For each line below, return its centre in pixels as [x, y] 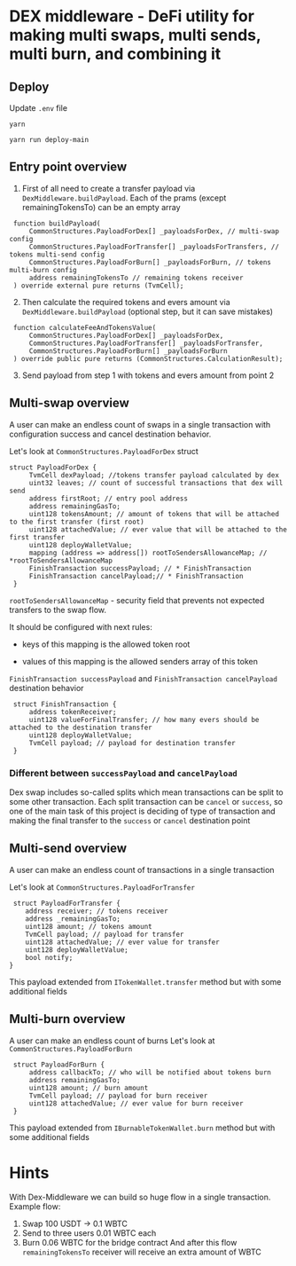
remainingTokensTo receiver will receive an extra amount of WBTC [141, 1252]
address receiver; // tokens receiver [97, 911]
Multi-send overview [68, 849]
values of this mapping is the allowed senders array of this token [140, 661]
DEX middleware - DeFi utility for [132, 16]
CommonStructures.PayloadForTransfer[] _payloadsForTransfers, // [154, 247]
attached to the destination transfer [81, 727]
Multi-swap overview [70, 403]
